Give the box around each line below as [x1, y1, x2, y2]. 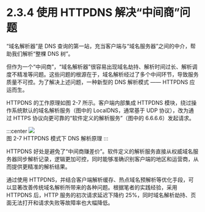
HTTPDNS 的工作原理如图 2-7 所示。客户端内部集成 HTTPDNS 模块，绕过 [6, 99, 192, 106]
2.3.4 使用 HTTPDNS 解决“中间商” [6, 6, 180, 20]
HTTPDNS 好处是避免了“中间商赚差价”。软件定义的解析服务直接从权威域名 [6, 148, 193, 155]
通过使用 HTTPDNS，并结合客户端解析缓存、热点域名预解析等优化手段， [6, 176, 189, 183]
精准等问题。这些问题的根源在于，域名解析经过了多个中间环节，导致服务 [16, 70, 199, 78]
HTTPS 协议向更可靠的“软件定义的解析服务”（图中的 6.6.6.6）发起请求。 [13, 114, 195, 121]
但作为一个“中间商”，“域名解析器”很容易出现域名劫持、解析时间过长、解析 [6, 62, 192, 70]
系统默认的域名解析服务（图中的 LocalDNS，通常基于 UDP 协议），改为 [11, 107, 189, 114]
